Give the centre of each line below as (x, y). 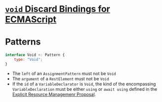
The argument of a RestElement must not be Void (61, 78)
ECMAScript (31, 19)
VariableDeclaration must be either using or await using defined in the (85, 89)
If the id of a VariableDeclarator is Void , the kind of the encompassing (84, 84)
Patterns (23, 42)
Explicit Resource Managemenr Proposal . (54, 94)
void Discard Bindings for (58, 9)
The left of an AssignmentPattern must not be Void (64, 73)
